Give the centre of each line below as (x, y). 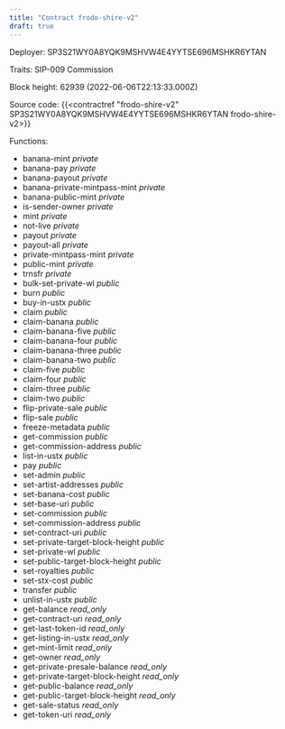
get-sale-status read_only (70, 705)
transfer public (50, 590)
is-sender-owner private (68, 206)
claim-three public (56, 388)
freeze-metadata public (66, 427)
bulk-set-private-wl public (71, 283)
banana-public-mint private (74, 197)
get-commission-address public (82, 446)
